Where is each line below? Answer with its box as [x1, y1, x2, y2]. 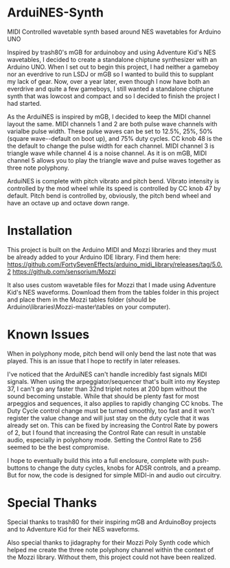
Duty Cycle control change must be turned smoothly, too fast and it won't [7, 407, 215, 415]
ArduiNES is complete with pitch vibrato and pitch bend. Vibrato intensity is [7, 177, 220, 185]
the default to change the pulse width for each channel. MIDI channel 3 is [7, 141, 215, 150]
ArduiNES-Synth [7, 5, 104, 21]
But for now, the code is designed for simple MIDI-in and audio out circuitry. [7, 470, 222, 479]
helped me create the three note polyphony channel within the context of [7, 545, 214, 554]
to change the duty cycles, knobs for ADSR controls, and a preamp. [30, 464, 221, 472]
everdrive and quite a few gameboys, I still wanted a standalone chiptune [7, 84, 214, 93]
